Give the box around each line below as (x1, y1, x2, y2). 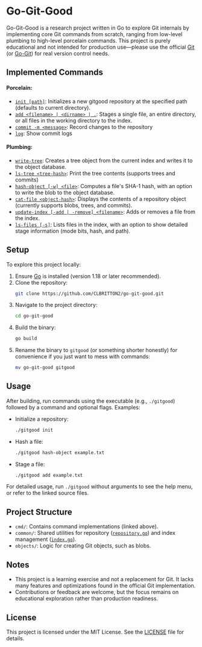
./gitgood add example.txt (14, 472, 83, 478)
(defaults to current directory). (14, 104, 90, 111)
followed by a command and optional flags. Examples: (6, 403, 140, 411)
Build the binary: (14, 324, 56, 331)
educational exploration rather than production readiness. (14, 595, 159, 602)
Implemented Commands (6, 68, 104, 78)
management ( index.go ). (14, 535, 77, 543)
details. (6, 634, 25, 642)
